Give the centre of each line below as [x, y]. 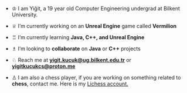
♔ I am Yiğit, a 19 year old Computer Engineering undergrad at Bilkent [96, 8]
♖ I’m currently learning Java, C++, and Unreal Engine [78, 37]
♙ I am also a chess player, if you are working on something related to [96, 77]
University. [25, 15]
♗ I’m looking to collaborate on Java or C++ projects [76, 49]
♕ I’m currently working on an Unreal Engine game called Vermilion [94, 26]
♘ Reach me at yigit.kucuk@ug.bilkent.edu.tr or [72, 60]
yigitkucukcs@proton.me [43, 66]
